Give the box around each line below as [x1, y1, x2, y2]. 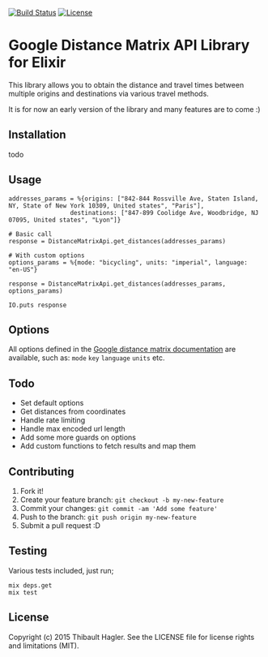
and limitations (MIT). [8, 641, 79, 651]
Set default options [19, 398, 84, 408]
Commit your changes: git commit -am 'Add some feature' [19, 504, 219, 513]
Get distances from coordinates [19, 406, 126, 417]
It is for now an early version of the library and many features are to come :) [8, 104, 261, 114]
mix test [8, 588, 38, 596]
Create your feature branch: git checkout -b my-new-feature [19, 495, 224, 505]
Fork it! [19, 487, 45, 496]
